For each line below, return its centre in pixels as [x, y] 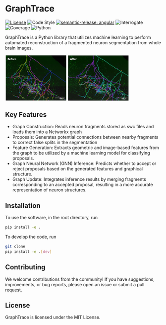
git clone [15, 246]
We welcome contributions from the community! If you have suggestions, [80, 279]
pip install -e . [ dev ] [28, 251]
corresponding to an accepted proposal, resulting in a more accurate [83, 185]
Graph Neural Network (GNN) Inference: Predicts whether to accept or [84, 163]
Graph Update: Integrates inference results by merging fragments [79, 179]
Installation [23, 205]
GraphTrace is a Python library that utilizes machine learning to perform [78, 37]
